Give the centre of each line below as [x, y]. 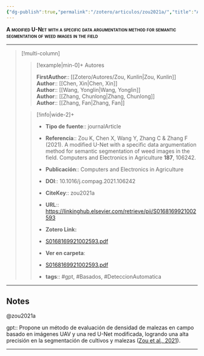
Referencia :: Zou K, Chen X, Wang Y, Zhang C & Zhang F [117, 138]
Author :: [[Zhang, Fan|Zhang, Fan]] [80, 103]
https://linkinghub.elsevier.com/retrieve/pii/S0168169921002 [121, 211]
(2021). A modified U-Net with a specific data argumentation [121, 144]
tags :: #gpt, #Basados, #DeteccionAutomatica [104, 276]
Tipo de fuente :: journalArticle [83, 126]
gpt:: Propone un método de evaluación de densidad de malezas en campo [100, 328]
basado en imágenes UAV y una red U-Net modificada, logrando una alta [98, 334]
